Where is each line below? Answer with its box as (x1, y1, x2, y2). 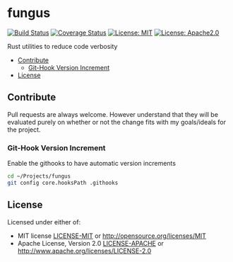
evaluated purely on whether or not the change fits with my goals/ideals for (7, 118, 227, 126)
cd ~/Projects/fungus (7, 173, 71, 180)
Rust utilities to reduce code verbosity (7, 42, 118, 50)
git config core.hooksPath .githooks (7, 179, 119, 186)
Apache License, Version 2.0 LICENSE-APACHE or (17, 239, 165, 247)
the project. (7, 125, 41, 134)
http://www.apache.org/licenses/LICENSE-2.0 (17, 246, 152, 255)
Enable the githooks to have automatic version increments (7, 159, 177, 168)
